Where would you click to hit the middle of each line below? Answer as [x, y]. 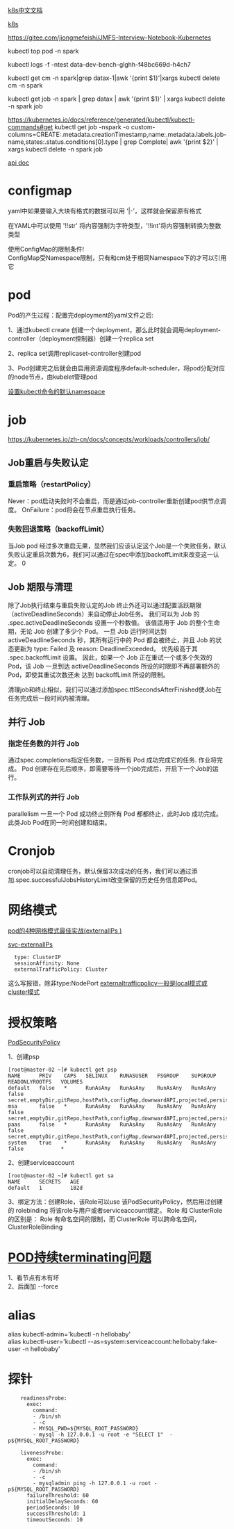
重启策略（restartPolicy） [52, 484]
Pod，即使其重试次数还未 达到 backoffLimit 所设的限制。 [89, 674]
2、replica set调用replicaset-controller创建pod [75, 353]
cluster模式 [24, 992]
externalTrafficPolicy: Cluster [61, 970]
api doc [19, 163]
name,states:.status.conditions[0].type [63, 142]
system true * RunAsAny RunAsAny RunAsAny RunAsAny [112, 1143]
